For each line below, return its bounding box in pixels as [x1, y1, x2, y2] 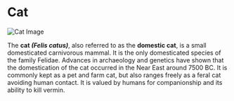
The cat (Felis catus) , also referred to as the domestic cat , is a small [7, 41, 207, 49]
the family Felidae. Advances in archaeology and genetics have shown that [7, 55, 224, 64]
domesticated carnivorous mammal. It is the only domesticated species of [7, 48, 221, 57]
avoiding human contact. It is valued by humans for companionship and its [7, 78, 223, 86]
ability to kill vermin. [7, 86, 65, 94]
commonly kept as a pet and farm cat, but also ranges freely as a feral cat [7, 71, 221, 79]
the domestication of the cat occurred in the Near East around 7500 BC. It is [7, 63, 228, 72]
